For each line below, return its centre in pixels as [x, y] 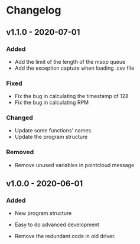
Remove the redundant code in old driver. [65, 236]
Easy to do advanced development [57, 225]
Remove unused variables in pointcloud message [74, 165]
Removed [20, 152]
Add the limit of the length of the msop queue [70, 61]
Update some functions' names [53, 131]
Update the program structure [51, 137]
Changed [20, 118]
